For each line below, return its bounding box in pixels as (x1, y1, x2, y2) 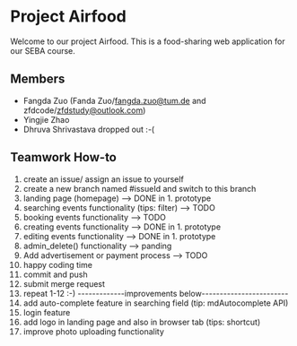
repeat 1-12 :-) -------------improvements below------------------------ (22, 288, 289, 298)
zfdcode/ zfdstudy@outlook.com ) (22, 105, 146, 116)
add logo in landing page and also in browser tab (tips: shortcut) (22, 316, 261, 327)
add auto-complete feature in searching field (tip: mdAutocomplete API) (22, 298, 289, 308)
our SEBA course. (10, 45, 75, 56)
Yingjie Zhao (22, 114, 70, 125)
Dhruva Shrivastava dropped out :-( (22, 124, 155, 134)
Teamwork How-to (10, 150, 118, 165)
